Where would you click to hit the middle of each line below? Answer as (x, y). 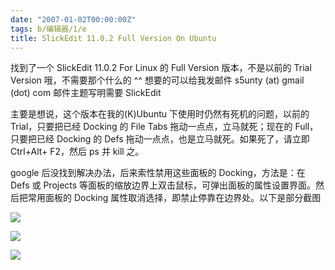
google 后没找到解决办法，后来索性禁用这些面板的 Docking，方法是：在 (158, 173)
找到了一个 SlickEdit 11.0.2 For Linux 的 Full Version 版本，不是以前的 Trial (161, 68)
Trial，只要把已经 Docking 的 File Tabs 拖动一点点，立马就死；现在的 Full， (164, 127)
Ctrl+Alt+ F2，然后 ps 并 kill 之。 (77, 152)
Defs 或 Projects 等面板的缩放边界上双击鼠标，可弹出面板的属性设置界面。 (163, 185)
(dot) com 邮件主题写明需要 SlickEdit (86, 93)
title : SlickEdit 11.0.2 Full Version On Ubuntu (113, 38)
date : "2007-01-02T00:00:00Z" (73, 19)
